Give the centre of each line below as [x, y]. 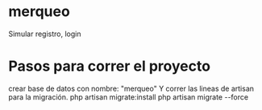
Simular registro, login [45, 34]
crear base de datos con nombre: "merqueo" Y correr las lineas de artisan [131, 88]
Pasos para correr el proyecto [110, 66]
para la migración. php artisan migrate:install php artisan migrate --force [128, 97]
